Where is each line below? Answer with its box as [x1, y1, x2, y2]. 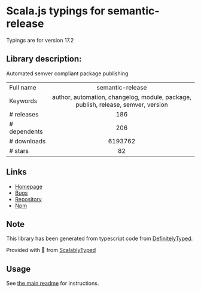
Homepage [14, 183, 43, 190]
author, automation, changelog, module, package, [51, 93, 191, 101]
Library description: [6, 54, 82, 64]
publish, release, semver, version [75, 100, 169, 109]
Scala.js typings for [6, 4, 105, 18]
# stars [9, 146, 29, 155]
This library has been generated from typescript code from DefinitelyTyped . [6, 235, 193, 242]
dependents [9, 127, 43, 136]
